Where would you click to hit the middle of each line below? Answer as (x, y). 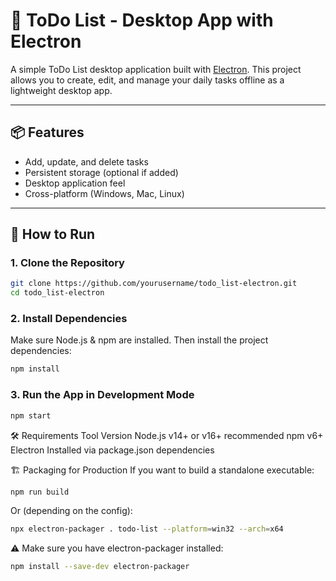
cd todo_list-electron (57, 293)
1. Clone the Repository (67, 263)
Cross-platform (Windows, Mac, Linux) (104, 193)
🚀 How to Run (53, 234)
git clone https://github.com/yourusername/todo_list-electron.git (154, 284)
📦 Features (47, 132)
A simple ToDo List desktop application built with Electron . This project (156, 69)
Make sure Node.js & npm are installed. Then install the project (139, 340)
